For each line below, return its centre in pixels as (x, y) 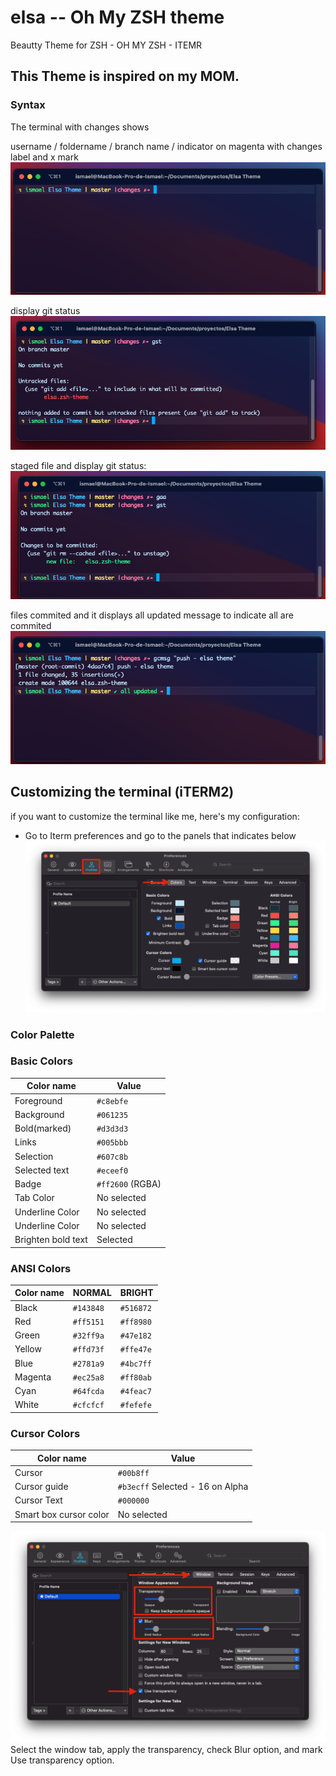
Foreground (38, 1100)
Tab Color (34, 1198)
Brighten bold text (51, 1240)
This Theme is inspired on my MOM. (125, 76)
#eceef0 (112, 1171)
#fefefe (135, 1406)
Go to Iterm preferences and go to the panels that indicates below (160, 835)
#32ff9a (88, 1336)
